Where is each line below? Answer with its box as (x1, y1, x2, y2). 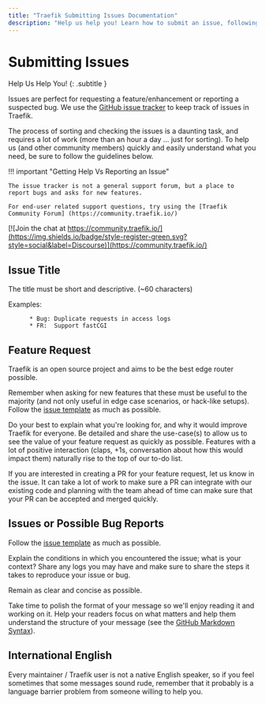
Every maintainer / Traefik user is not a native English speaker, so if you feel (8, 669, 255, 680)
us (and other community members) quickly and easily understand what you (8, 143, 256, 152)
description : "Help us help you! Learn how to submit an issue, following (8, 19, 259, 27)
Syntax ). (8, 626, 35, 635)
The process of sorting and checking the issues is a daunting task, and (8, 126, 239, 136)
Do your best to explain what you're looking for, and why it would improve (8, 420, 248, 430)
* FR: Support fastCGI (28, 322, 108, 330)
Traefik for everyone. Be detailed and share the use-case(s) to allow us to (8, 428, 248, 439)
